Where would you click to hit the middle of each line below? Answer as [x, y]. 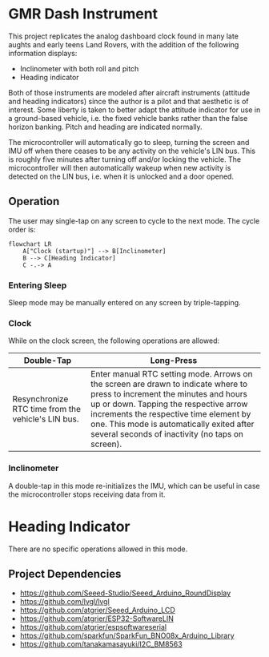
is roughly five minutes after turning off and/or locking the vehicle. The [125, 159]
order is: [22, 229]
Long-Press [174, 361]
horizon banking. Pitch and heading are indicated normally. [105, 127]
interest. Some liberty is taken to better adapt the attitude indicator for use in [134, 110]
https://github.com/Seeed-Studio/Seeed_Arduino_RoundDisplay [125, 593]
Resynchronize [40, 399]
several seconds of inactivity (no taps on [167, 434]
